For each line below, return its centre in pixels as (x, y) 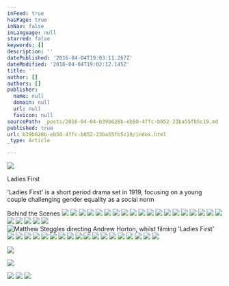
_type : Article (29, 141)
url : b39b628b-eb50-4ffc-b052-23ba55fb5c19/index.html (87, 134)
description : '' (30, 52)
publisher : (23, 90)
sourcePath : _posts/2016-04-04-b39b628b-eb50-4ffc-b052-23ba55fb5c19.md (113, 121)
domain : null (32, 103)
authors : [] (24, 83)
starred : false (29, 39)
